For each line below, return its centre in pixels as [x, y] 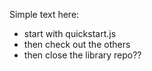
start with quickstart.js [70, 33]
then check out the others [77, 44]
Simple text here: [44, 14]
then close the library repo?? [82, 55]
